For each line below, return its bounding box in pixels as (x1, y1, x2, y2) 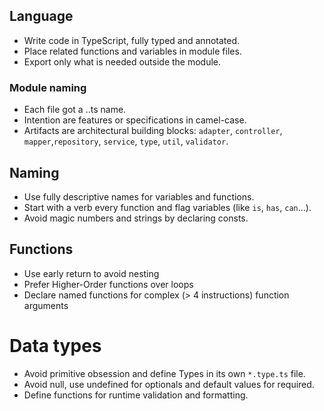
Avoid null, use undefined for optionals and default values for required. (23, 378, 315, 390)
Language (9, 8, 74, 25)
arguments (23, 299, 69, 311)
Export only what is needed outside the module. (23, 55, 222, 68)
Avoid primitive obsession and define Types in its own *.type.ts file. (23, 367, 306, 379)
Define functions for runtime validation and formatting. (23, 389, 249, 401)
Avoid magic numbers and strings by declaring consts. (23, 212, 249, 224)
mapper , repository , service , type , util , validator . (23, 135, 229, 148)
